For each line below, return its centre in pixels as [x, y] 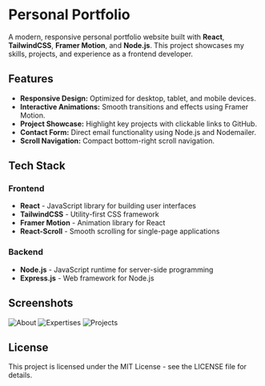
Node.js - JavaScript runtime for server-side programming [116, 269]
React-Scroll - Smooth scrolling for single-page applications [120, 231]
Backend [26, 252]
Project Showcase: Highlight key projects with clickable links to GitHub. [139, 123]
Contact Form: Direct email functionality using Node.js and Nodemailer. [138, 132]
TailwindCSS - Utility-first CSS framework [89, 214]
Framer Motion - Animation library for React [92, 223]
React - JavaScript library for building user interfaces [108, 206]
